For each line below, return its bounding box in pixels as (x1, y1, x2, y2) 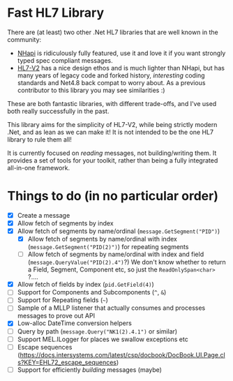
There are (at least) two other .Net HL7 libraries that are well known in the (7, 28, 218, 36)
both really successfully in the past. (7, 107, 110, 115)
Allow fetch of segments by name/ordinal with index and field (27, 250, 204, 259)
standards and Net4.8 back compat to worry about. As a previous (17, 78, 206, 87)
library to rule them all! (7, 135, 72, 144)
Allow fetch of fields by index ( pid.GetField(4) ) (17, 281, 155, 289)
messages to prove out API (17, 312, 96, 320)
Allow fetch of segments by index (17, 218, 114, 227)
